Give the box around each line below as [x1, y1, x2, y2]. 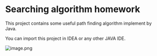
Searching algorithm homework [5, 4, 140, 15]
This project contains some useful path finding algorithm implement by [5, 20, 152, 26]
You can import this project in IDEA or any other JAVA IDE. [5, 35, 126, 41]
